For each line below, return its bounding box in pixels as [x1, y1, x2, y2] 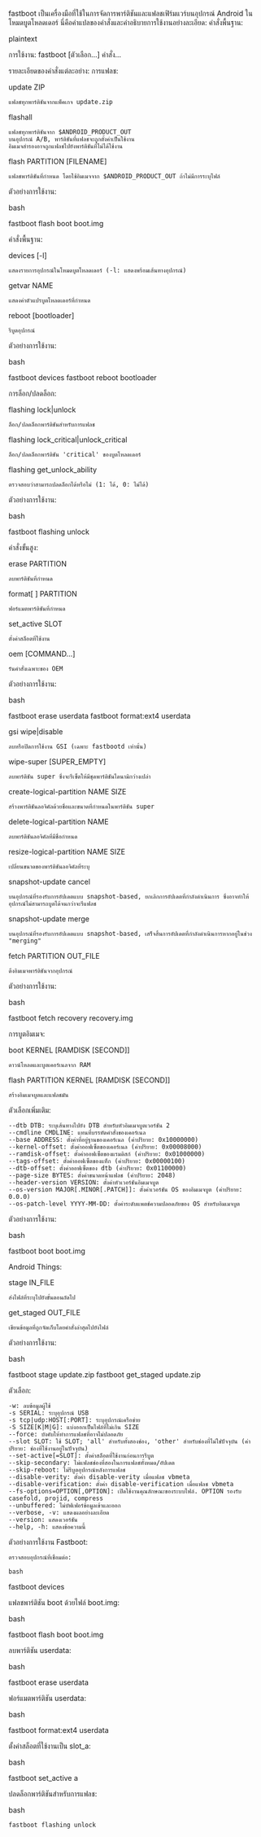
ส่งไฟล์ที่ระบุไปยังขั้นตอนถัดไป [8, 1293, 76, 1301]
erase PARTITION [8, 559, 67, 568]
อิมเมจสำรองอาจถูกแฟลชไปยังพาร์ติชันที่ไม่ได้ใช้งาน [8, 142, 124, 151]
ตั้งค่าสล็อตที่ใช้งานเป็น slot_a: [8, 1741, 91, 1751]
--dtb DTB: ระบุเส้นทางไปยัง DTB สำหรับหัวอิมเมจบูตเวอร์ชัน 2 [8, 1122, 171, 1130]
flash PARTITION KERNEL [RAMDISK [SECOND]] [8, 1075, 171, 1085]
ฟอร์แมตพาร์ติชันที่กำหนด [8, 605, 66, 613]
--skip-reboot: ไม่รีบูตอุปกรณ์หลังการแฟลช [8, 1466, 126, 1474]
